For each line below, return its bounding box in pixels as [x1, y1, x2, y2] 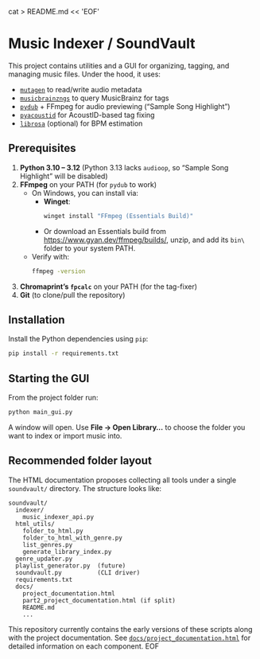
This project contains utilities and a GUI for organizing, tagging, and [8, 60, 230, 70]
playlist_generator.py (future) [15, 561, 126, 570]
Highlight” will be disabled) [19, 171, 109, 181]
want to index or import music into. [8, 431, 122, 440]
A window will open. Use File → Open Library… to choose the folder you [8, 422, 246, 432]
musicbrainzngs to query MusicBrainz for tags [19, 93, 169, 103]
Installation [8, 313, 65, 326]
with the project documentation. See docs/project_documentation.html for [8, 633, 251, 642]
